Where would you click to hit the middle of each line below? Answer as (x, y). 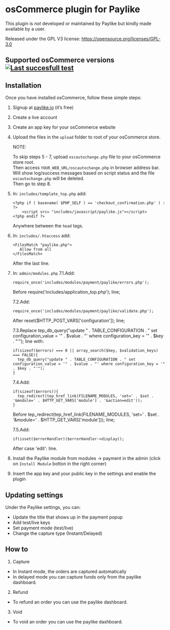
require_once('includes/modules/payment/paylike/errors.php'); (81, 283)
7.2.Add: (21, 302)
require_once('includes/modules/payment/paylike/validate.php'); (83, 311)
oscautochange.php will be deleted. (48, 179)
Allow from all (36, 250)
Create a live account (35, 118)
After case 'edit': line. (35, 448)
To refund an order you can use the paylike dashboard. (70, 602)
